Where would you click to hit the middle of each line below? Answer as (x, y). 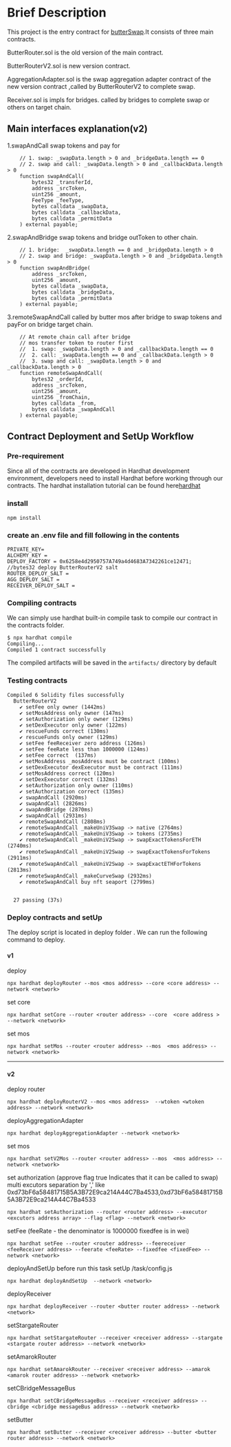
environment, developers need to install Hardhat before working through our (115, 478)
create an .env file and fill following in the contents (93, 535)
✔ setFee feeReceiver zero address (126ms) (83, 743)
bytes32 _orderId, (58, 379)
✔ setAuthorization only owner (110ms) (77, 785)
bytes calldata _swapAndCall (74, 409)
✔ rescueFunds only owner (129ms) (69, 737)
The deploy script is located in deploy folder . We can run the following (107, 932)
